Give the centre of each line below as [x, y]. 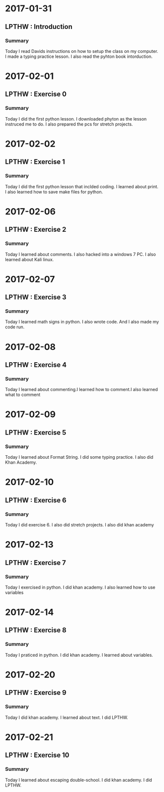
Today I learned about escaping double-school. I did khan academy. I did [79, 780]
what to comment [23, 395]
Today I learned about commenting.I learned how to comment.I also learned [82, 390]
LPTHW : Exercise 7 [35, 562]
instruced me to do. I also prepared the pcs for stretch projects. [69, 124]
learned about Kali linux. [29, 259]
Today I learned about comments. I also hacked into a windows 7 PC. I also [81, 254]
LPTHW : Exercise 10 [37, 755]
